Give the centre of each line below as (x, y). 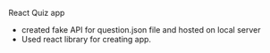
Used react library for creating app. (86, 39)
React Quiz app (37, 13)
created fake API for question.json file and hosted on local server (141, 30)
